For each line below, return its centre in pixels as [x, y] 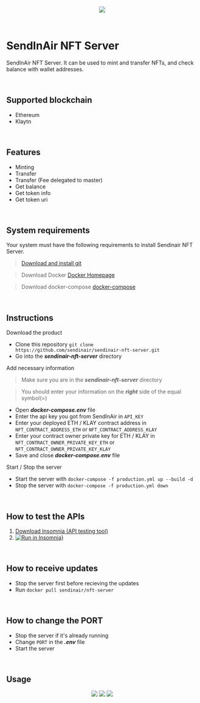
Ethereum [27, 115]
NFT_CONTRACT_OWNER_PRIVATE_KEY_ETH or [65, 443]
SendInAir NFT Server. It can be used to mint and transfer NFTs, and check [100, 62]
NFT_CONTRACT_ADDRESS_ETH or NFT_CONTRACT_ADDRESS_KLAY [86, 429]
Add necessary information [40, 368]
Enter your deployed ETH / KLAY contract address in [81, 423]
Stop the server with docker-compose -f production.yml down [91, 485]
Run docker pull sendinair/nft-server [64, 590]
